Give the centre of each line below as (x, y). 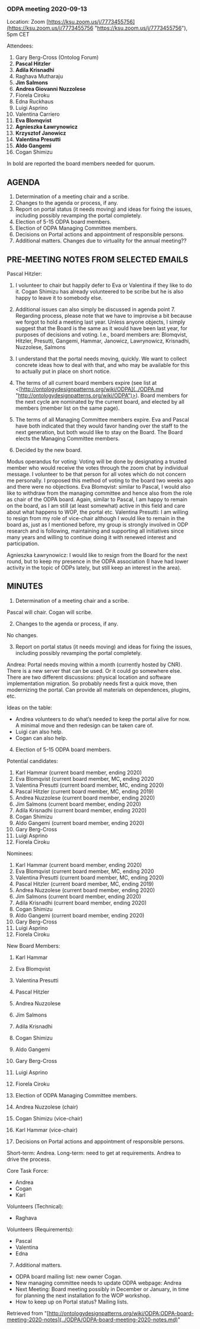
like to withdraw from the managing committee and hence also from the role (99, 493)
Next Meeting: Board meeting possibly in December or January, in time (102, 1289)
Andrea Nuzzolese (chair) (47, 1107)
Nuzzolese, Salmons (40, 347)
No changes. (22, 635)
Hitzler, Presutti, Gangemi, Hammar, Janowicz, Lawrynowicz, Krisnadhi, (103, 341)
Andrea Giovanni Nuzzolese (50, 89)
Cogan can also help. (41, 738)
